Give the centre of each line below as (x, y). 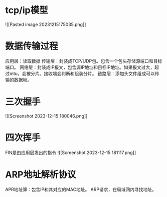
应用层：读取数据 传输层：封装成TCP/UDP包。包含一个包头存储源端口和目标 (84, 61)
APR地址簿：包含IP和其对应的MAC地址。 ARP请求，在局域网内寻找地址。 (81, 189)
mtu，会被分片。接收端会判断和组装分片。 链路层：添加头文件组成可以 (82, 73)
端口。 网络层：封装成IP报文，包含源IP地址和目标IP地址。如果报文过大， (80, 67)
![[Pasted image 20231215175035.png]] (46, 24)
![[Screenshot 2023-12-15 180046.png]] (46, 116)
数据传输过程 (32, 46)
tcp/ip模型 (27, 10)
